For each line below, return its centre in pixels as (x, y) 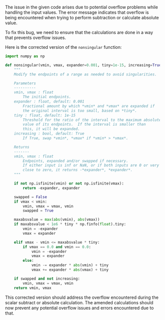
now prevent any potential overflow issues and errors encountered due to (79, 308)
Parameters (25, 83)
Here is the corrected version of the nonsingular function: (63, 47)
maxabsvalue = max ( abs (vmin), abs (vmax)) (57, 220)
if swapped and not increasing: (47, 279)
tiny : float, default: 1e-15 (45, 115)
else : (28, 261)
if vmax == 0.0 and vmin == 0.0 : (57, 247)
